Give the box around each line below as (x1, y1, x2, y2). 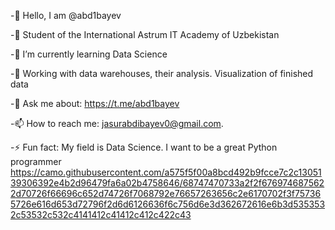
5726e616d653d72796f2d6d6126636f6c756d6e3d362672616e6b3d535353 (10, 198, 326, 210)
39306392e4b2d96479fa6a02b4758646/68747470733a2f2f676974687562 (10, 177, 325, 189)
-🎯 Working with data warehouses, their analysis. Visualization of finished (10, 68, 314, 79)
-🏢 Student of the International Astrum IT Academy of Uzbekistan (10, 29, 280, 40)
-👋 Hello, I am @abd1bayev (10, 10, 122, 21)
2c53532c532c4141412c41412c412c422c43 (10, 209, 192, 220)
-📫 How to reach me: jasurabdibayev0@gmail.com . (10, 118, 224, 129)
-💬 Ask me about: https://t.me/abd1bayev (10, 98, 180, 109)
